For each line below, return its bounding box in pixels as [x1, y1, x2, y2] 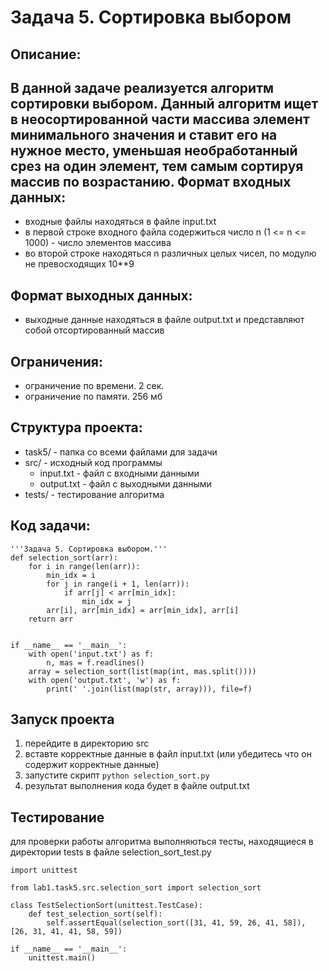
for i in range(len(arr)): [28, 561, 141, 571]
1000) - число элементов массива [24, 237, 172, 249]
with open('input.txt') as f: [28, 649, 155, 659]
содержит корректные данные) [24, 759, 160, 771]
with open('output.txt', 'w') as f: [28, 675, 182, 685]
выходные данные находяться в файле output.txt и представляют [24, 314, 305, 326]
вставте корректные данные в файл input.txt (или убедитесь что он [24, 748, 312, 760]
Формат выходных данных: [10, 287, 193, 304]
